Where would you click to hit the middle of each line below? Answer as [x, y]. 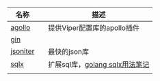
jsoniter [23, 51]
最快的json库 [68, 52]
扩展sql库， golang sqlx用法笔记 [98, 64]
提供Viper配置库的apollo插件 [94, 28]
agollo [21, 28]
